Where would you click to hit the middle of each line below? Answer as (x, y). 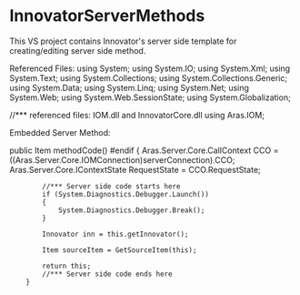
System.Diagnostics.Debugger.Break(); (131, 210)
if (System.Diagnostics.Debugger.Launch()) (125, 194)
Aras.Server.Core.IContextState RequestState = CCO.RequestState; (135, 169)
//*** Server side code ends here (107, 274)
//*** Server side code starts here (111, 186)
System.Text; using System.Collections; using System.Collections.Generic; (149, 77)
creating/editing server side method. (78, 50)
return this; (67, 266)
